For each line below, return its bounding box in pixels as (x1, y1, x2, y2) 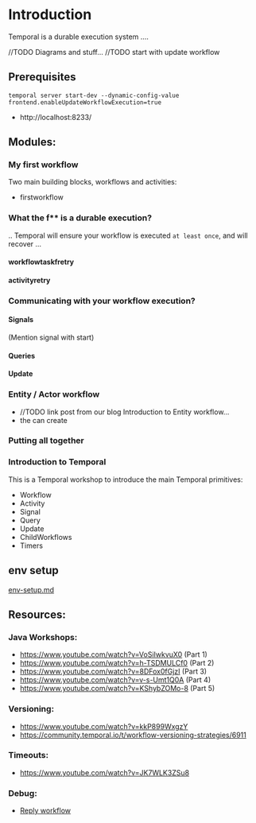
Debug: (8, 787, 37, 798)
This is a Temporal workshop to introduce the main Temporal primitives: (8, 475, 243, 484)
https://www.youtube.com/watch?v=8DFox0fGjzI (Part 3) (19, 666, 208, 677)
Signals (8, 315, 34, 324)
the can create (19, 415, 68, 425)
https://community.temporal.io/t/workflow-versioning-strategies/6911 (19, 730, 246, 740)
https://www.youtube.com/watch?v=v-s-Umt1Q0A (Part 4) (19, 675, 211, 685)
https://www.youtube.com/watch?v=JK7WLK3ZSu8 (19, 767, 189, 777)
